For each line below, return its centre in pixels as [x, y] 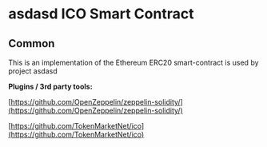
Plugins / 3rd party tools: [51, 86]
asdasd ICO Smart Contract [101, 14]
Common [32, 44]
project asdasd [33, 71]
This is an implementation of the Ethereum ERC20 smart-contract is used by [133, 62]
